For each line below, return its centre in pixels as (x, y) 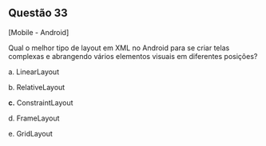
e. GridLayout (31, 133)
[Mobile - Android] (39, 32)
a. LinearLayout (34, 72)
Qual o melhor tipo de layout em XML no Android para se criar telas (119, 48)
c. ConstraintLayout (41, 102)
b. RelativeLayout (37, 87)
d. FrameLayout (34, 118)
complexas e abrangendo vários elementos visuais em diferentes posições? (133, 56)
